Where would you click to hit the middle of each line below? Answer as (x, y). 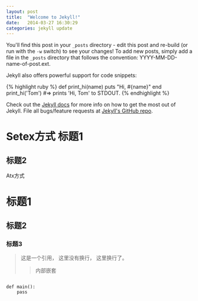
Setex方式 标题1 (45, 137)
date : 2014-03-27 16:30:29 (42, 23)
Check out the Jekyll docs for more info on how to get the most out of (91, 105)
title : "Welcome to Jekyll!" (43, 17)
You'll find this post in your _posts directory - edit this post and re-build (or (97, 45)
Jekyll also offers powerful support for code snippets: (72, 75)
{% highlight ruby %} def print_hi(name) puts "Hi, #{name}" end (84, 87)
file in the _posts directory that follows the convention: (72, 57)
